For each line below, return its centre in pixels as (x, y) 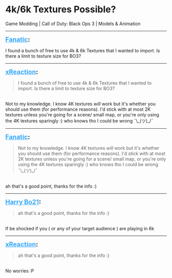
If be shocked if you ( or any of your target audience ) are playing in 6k (80, 228)
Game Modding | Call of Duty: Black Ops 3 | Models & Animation (73, 24)
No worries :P (20, 271)
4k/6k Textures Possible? (61, 9)
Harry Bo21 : (23, 202)
